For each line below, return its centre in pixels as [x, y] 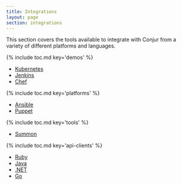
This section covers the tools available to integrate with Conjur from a [91, 40]
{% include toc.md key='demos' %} [50, 58]
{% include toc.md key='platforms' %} [53, 93]
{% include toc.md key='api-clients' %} [54, 146]
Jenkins [24, 76]
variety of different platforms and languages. [61, 46]
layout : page [22, 17]
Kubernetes [29, 69]
